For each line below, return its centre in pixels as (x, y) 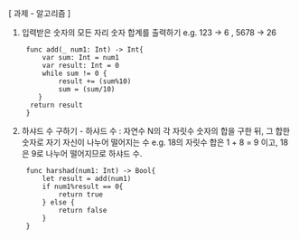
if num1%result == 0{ (83, 186)
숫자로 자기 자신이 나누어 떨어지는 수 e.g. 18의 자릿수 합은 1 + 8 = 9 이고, (149, 142)
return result (56, 105)
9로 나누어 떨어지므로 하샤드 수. (87, 153)
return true (80, 195)
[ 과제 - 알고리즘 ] (40, 13)
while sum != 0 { (75, 73)
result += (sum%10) (95, 81)
